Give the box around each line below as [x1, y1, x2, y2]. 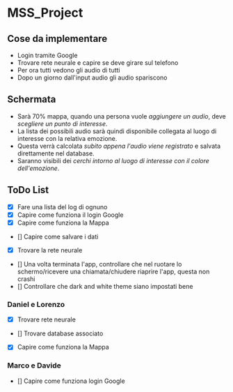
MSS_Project [7, 5, 83, 21]
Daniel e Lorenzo [7, 299, 65, 309]
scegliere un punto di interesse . [17, 119, 108, 128]
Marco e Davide [7, 361, 61, 370]
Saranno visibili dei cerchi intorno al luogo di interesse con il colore [17, 156, 210, 165]
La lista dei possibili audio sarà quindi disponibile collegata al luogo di [17, 127, 217, 135]
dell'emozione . [17, 164, 60, 172]
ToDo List [7, 184, 49, 196]
